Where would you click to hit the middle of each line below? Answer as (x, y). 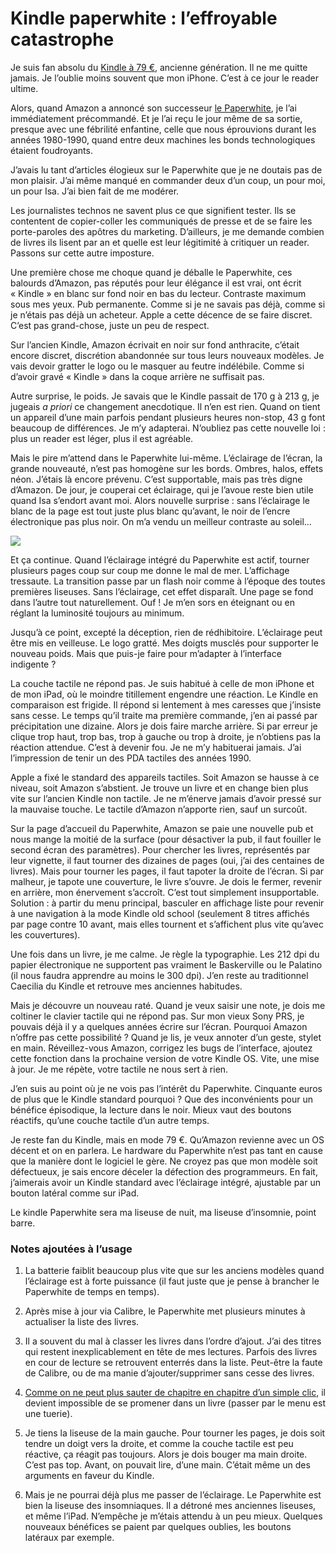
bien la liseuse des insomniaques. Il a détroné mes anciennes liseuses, (170, 1506)
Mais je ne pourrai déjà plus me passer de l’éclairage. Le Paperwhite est (173, 1495)
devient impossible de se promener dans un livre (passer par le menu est (175, 1403)
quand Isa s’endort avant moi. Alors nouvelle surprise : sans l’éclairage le (160, 500)
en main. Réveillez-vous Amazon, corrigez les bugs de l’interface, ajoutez (161, 1048)
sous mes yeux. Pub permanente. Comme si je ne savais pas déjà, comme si (168, 304)
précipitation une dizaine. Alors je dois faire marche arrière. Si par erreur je (164, 726)
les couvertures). (45, 934)
